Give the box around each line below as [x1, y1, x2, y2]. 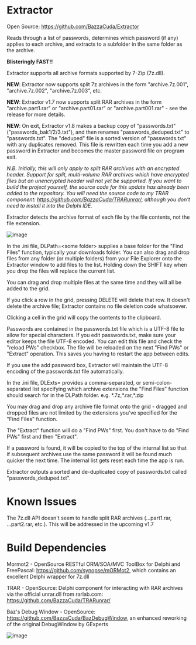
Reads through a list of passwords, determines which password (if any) [6, 34, 178, 41]
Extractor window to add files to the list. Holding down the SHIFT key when [6, 261, 187, 268]
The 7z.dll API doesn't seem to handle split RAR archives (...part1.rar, [6, 514, 172, 521]
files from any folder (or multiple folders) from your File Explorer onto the [6, 254, 182, 262]
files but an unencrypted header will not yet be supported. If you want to [6, 177, 182, 184]
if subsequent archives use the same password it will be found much [6, 450, 172, 457]
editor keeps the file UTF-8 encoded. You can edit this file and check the [6, 338, 182, 345]
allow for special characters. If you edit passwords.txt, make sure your [6, 331, 176, 338]
